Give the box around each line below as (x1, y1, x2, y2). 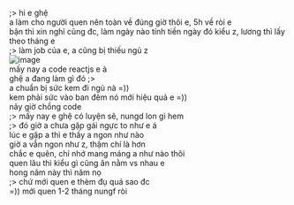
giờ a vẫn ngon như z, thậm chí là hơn (9, 139, 146, 149)
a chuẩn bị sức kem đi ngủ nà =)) (9, 83, 130, 93)
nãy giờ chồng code (9, 102, 82, 111)
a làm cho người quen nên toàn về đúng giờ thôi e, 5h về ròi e (9, 17, 232, 27)
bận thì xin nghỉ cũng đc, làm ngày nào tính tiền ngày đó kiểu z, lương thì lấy (9, 27, 285, 36)
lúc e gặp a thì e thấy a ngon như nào (9, 130, 145, 140)
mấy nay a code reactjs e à (9, 64, 108, 74)
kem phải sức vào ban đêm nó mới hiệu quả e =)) (9, 92, 188, 102)
